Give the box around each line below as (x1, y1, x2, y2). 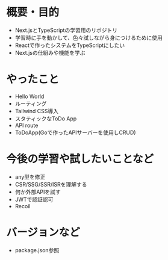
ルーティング (14, 100, 47, 107)
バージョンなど (6, 226, 80, 239)
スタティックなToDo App (14, 115, 77, 122)
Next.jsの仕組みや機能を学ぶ (14, 49, 86, 56)
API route (14, 122, 39, 129)
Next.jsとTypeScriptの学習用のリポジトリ (14, 26, 118, 34)
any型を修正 (14, 173, 46, 181)
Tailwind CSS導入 (14, 107, 59, 114)
